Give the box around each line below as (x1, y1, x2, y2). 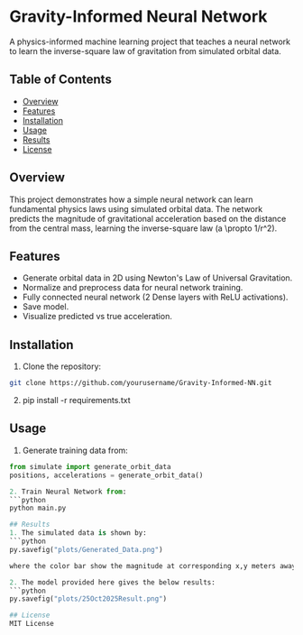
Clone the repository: (22, 361, 102, 372)
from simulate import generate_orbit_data (9, 462, 171, 471)
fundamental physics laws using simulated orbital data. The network (9, 203, 263, 214)
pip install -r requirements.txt (22, 395, 131, 406)
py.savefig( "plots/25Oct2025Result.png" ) (9, 594, 168, 603)
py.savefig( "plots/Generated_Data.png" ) (9, 545, 164, 554)
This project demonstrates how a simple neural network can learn (9, 194, 254, 205)
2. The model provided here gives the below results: (9, 577, 216, 587)
